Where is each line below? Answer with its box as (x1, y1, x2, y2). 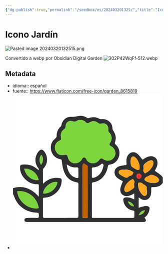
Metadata (5, 69, 36, 78)
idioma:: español (12, 83, 46, 89)
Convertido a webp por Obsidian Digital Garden (5, 55, 102, 61)
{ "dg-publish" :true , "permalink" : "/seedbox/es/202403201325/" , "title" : (5, 7, 155, 12)
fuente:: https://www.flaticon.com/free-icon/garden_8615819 (12, 88, 137, 94)
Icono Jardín (5, 28, 58, 40)
